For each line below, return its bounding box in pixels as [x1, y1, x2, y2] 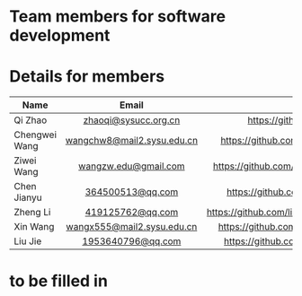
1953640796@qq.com [82, 235, 182, 248]
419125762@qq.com [84, 206, 179, 219]
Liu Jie [13, 235, 42, 248]
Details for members [9, 66, 164, 87]
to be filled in [9, 271, 108, 292]
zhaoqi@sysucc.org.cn [83, 114, 181, 126]
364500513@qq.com [84, 186, 179, 198]
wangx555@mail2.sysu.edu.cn [66, 221, 198, 233]
